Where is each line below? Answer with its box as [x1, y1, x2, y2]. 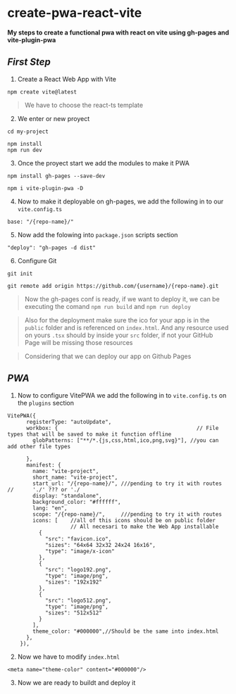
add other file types [7, 443, 71, 450]
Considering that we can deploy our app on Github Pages [24, 352, 192, 360]
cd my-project [7, 128, 49, 135]
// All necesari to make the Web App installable [70, 523, 219, 530]
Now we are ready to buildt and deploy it [17, 678, 136, 687]
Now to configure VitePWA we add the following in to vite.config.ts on [17, 391, 227, 399]
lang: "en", [32, 505, 68, 512]
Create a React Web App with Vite [17, 75, 116, 83]
